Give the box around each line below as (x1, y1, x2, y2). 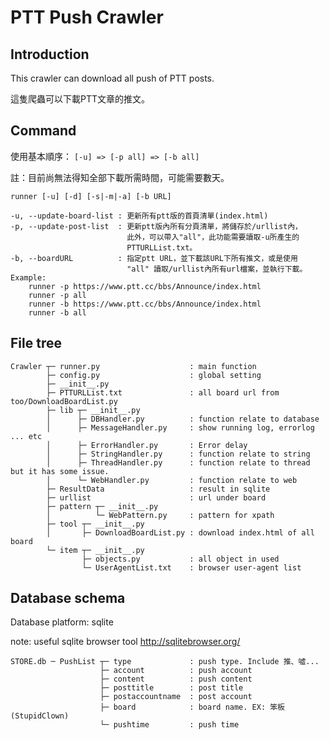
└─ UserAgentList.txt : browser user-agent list (81, 562, 302, 573)
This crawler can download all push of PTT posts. (10, 72, 215, 84)
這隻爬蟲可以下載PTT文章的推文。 (10, 93, 151, 105)
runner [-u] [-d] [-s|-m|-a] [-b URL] (10, 191, 172, 201)
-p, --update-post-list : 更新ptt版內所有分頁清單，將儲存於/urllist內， (10, 221, 303, 231)
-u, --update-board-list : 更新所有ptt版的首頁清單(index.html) (10, 211, 269, 221)
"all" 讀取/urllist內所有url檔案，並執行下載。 (126, 264, 308, 274)
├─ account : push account (99, 666, 253, 676)
